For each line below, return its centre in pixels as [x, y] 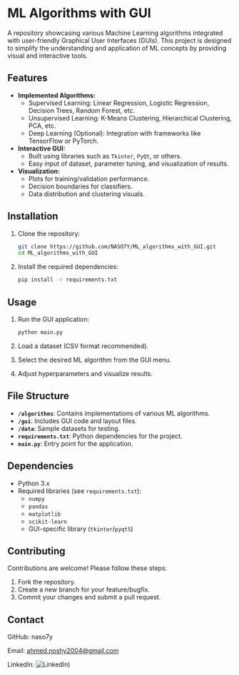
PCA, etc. [42, 126]
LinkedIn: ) [39, 664]
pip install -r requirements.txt [67, 280]
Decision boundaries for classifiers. [81, 186]
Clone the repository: [49, 233]
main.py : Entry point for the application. [75, 443]
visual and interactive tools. [47, 56]
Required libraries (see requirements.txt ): [79, 491]
